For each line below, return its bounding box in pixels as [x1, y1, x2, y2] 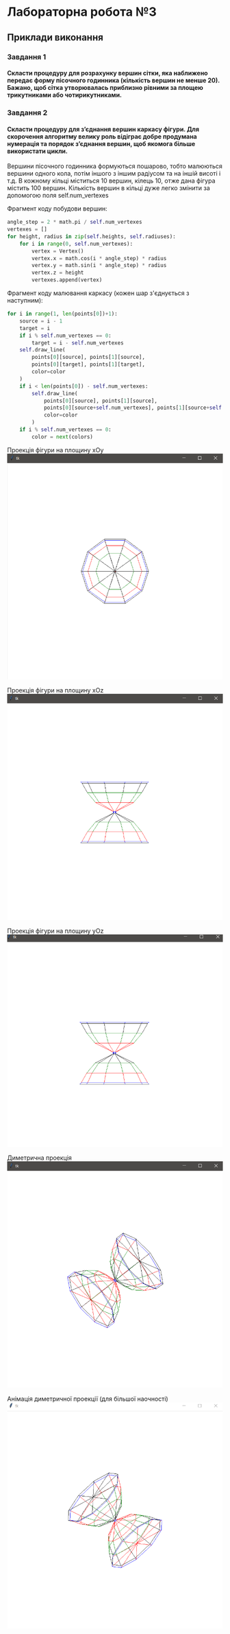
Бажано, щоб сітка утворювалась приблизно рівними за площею [7, 84, 203, 92]
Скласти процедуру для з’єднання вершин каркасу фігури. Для [7, 125, 200, 133]
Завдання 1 [7, 52, 47, 62]
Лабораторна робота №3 [7, 4, 157, 20]
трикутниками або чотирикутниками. [7, 91, 122, 100]
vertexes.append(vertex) [31, 277, 103, 283]
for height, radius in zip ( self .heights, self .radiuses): [7, 233, 176, 240]
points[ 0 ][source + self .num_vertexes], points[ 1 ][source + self [43, 404, 222, 412]
